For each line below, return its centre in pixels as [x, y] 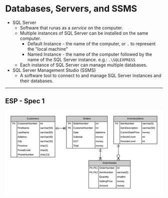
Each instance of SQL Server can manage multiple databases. [83, 65]
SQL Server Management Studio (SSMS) [54, 70]
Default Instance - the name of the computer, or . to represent [91, 43]
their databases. [36, 81]
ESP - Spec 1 [25, 101]
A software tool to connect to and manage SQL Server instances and [90, 75]
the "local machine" [48, 49]
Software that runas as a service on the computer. [71, 27]
